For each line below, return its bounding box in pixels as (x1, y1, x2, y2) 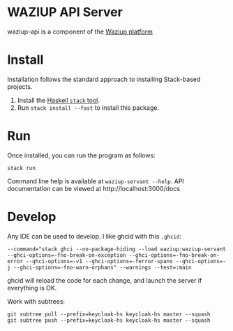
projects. (7, 82, 33, 91)
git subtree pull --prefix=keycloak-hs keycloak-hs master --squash (7, 311, 211, 318)
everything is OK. (7, 283, 57, 292)
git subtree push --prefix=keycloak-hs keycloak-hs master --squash (7, 316, 211, 324)
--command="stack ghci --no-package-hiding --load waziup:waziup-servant (7, 246, 227, 253)
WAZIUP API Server (7, 4, 123, 20)
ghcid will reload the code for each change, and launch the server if (7, 276, 202, 284)
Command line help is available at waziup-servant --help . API (7, 176, 185, 185)
